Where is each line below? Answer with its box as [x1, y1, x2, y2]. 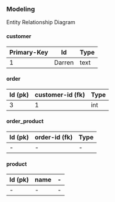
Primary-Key [9, 48, 49, 56]
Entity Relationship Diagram [6, 19, 76, 26]
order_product [6, 118, 44, 125]
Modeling [6, 5, 35, 13]
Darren [54, 58, 74, 67]
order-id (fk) [34, 133, 73, 141]
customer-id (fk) [34, 90, 85, 99]
